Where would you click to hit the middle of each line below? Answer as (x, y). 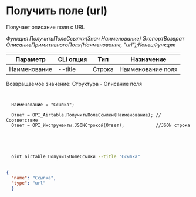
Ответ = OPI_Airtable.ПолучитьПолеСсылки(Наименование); (82, 115)
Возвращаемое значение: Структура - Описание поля (74, 84)
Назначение (148, 59)
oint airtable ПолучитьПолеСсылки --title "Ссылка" (76, 156)
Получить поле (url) (57, 11)
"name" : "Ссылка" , (34, 178)
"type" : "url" (28, 183)
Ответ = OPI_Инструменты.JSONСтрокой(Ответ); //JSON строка (101, 125)
